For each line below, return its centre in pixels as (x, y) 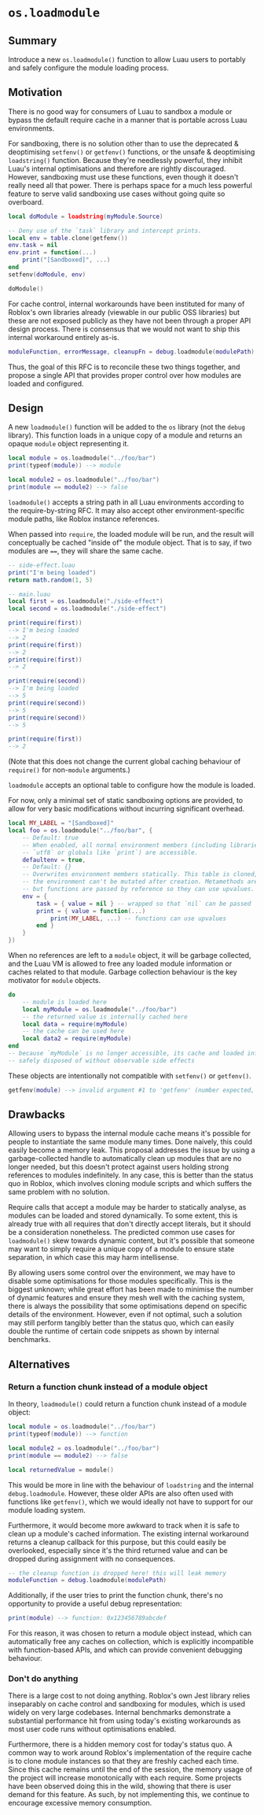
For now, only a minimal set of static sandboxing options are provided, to (126, 800)
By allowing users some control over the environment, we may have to (122, 1273)
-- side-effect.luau (42, 565)
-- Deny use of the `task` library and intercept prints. (105, 231)
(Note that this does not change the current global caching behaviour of (125, 762)
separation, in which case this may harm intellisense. (93, 1258)
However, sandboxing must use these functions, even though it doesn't (123, 177)
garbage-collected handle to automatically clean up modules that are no (125, 1159)
